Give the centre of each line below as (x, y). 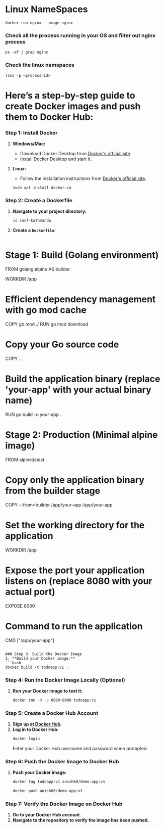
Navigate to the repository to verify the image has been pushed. (81, 820)
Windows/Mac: (29, 144)
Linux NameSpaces (47, 9)
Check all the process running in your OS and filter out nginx (80, 35)
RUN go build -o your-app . (33, 414)
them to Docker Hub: (49, 117)
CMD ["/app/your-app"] (30, 640)
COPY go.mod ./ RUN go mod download (47, 324)
